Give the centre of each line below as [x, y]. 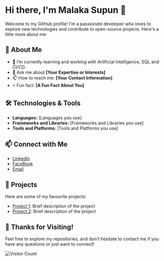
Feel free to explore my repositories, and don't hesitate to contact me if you [82, 239]
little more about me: [26, 34]
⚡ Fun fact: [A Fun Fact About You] [48, 85]
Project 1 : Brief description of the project [54, 206]
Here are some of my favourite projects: [46, 197]
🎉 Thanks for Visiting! [39, 227]
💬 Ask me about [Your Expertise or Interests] [59, 72]
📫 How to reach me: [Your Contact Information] [62, 78]
